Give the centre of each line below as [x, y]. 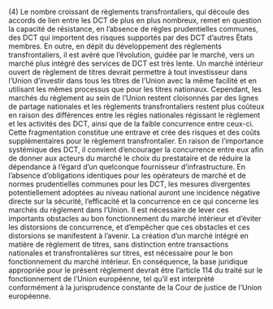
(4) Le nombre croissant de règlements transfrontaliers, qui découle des [129, 12]
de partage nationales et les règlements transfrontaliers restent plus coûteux [136, 106]
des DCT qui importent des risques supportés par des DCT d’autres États [131, 37]
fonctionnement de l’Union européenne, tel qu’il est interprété [112, 279]
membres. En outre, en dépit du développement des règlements [115, 46]
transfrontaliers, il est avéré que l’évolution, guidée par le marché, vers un [131, 55]
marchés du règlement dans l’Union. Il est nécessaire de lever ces [119, 210]
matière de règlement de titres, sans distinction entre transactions [119, 244]
